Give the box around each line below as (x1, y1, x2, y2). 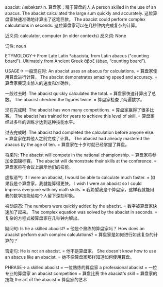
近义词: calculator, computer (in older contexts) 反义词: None (5, 33, 126, 38)
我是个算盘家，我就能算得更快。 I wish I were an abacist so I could (9, 180, 142, 186)
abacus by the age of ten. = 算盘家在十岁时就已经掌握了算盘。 (5, 142, 130, 147)
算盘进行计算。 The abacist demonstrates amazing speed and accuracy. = (9, 74, 158, 80)
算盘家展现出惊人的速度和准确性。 (5, 80, 73, 86)
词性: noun (5, 43, 27, 49)
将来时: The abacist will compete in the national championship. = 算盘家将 (5, 152, 152, 158)
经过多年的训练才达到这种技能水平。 (5, 119, 78, 125)
